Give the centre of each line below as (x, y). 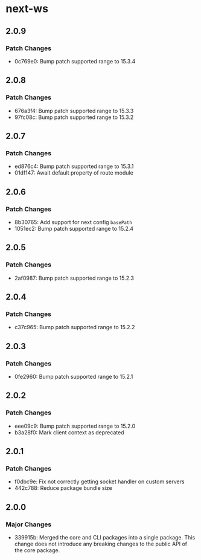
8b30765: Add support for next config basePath (73, 222)
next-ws (27, 9)
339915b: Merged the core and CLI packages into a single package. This (105, 538)
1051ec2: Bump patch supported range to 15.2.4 (74, 228)
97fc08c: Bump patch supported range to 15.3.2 (74, 117)
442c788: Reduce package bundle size (63, 488)
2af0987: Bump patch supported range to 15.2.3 (74, 278)
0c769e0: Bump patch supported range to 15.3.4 (75, 61)
